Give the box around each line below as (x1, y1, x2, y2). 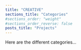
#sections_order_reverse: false (5, 21, 72, 26)
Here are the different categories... (5, 39, 76, 45)
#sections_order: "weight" (5, 16, 61, 21)
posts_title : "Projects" (5, 26, 57, 31)
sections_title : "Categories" (5, 12, 68, 17)
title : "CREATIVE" (5, 7, 43, 12)
